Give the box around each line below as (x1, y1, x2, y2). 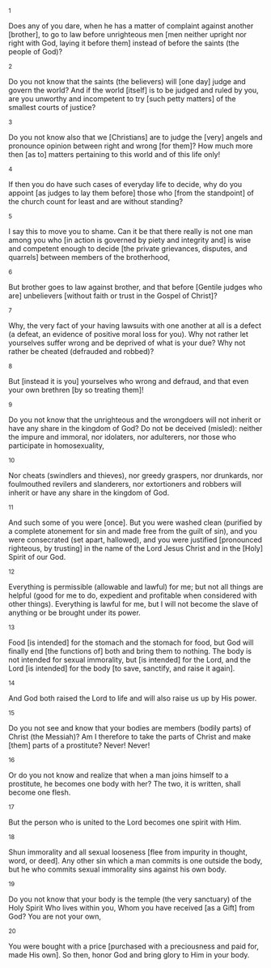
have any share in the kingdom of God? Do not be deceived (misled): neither (8, 424, 263, 433)
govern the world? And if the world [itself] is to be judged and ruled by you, (8, 85, 259, 95)
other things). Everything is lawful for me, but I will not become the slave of (8, 599, 259, 608)
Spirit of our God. (8, 552, 66, 561)
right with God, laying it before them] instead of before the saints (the (8, 38, 240, 48)
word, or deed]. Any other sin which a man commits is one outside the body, (8, 856, 263, 865)
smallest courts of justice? (8, 103, 96, 112)
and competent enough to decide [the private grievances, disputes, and (8, 244, 248, 254)
